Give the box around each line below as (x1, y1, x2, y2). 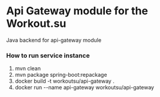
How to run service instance (6, 51, 90, 60)
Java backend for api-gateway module (6, 36, 102, 43)
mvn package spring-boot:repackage (14, 71, 107, 79)
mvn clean (14, 65, 41, 72)
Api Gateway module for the (6, 4, 149, 18)
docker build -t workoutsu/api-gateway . (14, 77, 115, 85)
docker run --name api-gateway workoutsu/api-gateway (14, 84, 155, 91)
